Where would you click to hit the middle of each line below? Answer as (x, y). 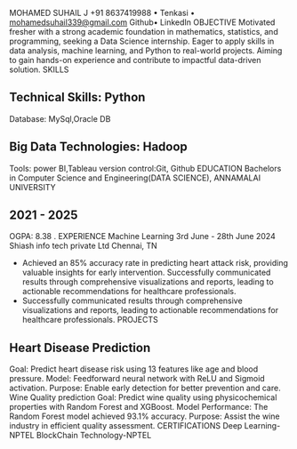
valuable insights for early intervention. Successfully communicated (146, 273)
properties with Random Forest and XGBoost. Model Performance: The (139, 407)
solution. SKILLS (39, 69)
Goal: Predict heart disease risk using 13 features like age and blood (134, 369)
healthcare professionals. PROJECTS (90, 320)
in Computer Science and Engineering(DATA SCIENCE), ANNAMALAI (135, 178)
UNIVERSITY (32, 187)
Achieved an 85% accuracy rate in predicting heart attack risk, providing (155, 263)
